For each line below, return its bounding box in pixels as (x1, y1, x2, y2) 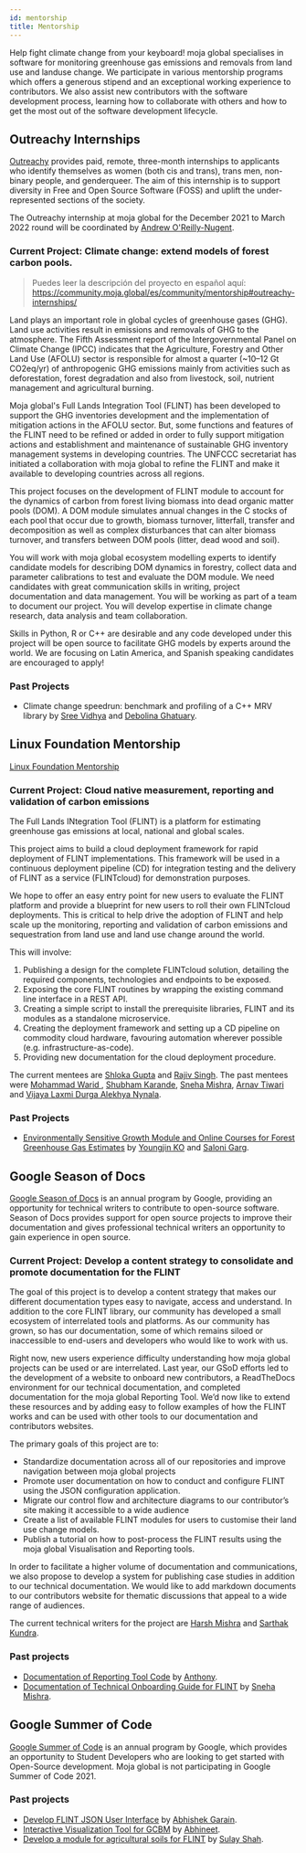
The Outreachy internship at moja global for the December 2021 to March (9, 212, 286, 224)
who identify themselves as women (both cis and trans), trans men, (9, 165, 263, 176)
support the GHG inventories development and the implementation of (9, 409, 269, 420)
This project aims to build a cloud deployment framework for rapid (9, 843, 259, 854)
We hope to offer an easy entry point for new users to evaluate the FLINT (9, 890, 285, 901)
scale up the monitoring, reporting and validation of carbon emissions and (9, 919, 288, 930)
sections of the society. (57, 195, 146, 206)
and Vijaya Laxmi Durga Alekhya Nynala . (9, 1089, 162, 1100)
